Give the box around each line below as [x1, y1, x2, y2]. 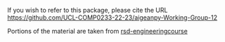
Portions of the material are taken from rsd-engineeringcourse [7, 27, 188, 35]
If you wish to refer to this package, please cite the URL [7, 6, 168, 14]
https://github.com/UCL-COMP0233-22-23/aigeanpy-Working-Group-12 [7, 13, 218, 22]
